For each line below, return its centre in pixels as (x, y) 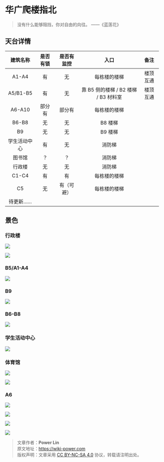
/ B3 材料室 (109, 97)
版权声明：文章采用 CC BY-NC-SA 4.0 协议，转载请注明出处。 (79, 455)
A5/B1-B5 (20, 93)
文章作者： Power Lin (38, 442)
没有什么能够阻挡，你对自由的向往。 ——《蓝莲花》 (69, 24)
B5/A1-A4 (17, 268)
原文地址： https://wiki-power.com (51, 449)
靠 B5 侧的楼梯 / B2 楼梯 (109, 89)
